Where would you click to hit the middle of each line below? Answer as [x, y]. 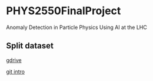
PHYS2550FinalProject [64, 11]
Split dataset [30, 46]
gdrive [14, 60]
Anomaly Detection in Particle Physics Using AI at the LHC [76, 27]
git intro [16, 72]
